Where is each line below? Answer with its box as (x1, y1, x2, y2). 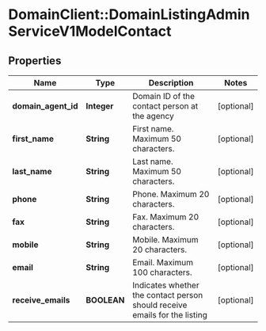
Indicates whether (131, 280, 199, 291)
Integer (85, 101, 114, 112)
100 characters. (131, 267, 192, 278)
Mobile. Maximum (131, 234, 199, 245)
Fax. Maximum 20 (131, 211, 199, 223)
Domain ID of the (131, 91, 196, 101)
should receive (131, 299, 188, 310)
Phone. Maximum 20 (131, 188, 210, 200)
